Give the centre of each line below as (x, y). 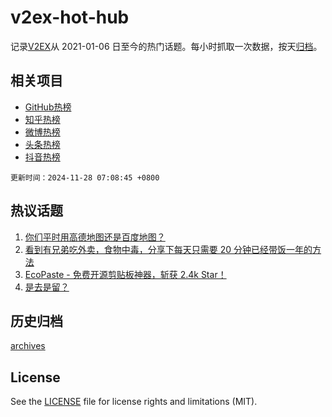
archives (28, 346)
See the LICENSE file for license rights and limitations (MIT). (134, 402)
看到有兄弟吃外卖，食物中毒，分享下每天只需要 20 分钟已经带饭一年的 (168, 249)
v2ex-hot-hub (70, 17)
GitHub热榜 (48, 107)
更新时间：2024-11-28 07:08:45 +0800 (85, 177)
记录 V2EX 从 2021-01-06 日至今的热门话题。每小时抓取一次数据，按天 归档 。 (166, 46)
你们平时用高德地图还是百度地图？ (95, 237)
